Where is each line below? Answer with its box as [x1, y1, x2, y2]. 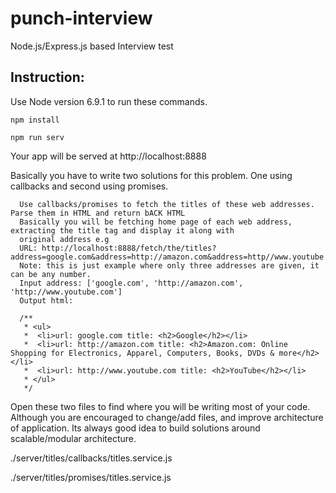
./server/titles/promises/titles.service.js [10, 471, 172, 483]
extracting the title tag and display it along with [10, 225, 235, 236]
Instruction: [10, 69, 85, 86]
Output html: [19, 295, 74, 306]
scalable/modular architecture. [10, 432, 137, 444]
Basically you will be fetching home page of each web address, [19, 217, 293, 227]
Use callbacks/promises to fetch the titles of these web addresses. [19, 199, 315, 209]
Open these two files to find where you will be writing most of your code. [10, 400, 311, 412]
